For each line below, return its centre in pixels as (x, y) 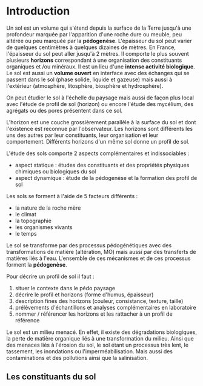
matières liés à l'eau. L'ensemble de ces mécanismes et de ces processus (98, 258)
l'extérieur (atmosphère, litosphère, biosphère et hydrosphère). (85, 85)
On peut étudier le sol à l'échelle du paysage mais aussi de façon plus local (100, 98)
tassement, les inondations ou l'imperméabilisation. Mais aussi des (90, 351)
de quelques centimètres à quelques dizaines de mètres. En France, (91, 47)
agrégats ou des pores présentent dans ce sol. (65, 110)
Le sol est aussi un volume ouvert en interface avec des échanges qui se (98, 73)
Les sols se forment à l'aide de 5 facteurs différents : (72, 196)
